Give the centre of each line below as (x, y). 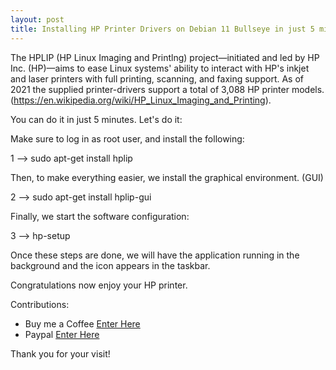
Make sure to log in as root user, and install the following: (127, 138)
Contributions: (40, 304)
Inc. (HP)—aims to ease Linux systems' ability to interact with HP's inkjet (160, 68)
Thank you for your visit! (60, 353)
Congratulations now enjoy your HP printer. (99, 285)
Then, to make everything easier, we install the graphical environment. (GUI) (167, 177)
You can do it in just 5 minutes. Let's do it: (96, 119)
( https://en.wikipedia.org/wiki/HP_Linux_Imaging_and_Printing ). (141, 100)
